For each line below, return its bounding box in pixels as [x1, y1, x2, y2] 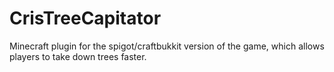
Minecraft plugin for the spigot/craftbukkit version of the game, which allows [9, 40, 325, 52]
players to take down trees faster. [9, 50, 147, 62]
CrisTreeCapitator [9, 7, 162, 30]
